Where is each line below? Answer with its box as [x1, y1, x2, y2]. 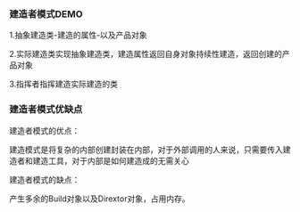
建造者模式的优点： [9, 125, 80, 135]
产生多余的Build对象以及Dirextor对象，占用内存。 [9, 193, 190, 204]
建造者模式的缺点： [9, 174, 80, 184]
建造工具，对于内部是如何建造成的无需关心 [32, 155, 189, 166]
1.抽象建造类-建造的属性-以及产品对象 [9, 29, 147, 41]
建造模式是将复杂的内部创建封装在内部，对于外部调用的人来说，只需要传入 [9, 144, 283, 155]
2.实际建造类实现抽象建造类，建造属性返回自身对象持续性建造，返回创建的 [9, 49, 283, 60]
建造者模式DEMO [9, 7, 83, 20]
